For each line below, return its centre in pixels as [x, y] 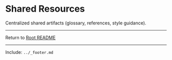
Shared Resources [45, 9]
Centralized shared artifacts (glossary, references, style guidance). [76, 23]
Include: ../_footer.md [29, 52]
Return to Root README [30, 37]
